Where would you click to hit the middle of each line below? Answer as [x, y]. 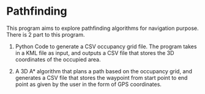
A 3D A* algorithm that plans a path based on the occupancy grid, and [104, 71]
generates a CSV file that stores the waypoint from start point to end [101, 78]
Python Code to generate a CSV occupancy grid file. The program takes [106, 46]
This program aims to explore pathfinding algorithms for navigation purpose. [102, 28]
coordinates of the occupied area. [58, 59]
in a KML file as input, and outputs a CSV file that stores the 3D [95, 52]
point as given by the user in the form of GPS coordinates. [88, 84]
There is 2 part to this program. [46, 34]
